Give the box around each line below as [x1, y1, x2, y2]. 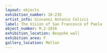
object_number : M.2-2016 [5, 26, 57, 31]
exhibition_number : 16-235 [5, 12, 62, 17]
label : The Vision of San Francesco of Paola [5, 21, 102, 27]
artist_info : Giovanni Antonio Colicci [5, 17, 89, 22]
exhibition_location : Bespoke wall [5, 31, 80, 36]
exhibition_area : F [5, 36, 46, 41]
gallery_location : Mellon [5, 40, 59, 45]
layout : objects [5, 7, 39, 13]
